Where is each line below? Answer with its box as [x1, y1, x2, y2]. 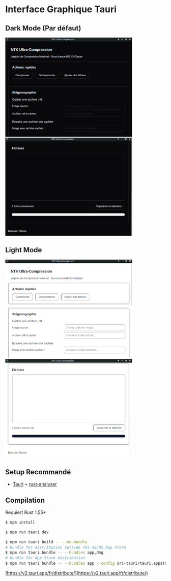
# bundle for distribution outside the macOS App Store [5, 545, 126, 550]
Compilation [5, 496, 45, 504]
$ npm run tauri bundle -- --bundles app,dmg [5, 550, 103, 555]
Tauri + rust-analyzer [12, 481, 57, 487]
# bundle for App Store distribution [5, 556, 85, 561]
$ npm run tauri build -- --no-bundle [5, 539, 88, 544]
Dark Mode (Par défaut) [5, 24, 81, 33]
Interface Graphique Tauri [5, 4, 117, 15]
